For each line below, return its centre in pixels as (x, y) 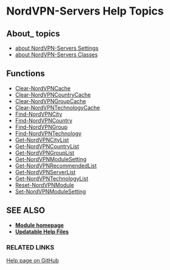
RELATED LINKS (30, 247)
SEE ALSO (26, 211)
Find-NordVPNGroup (41, 127)
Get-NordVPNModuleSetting (51, 159)
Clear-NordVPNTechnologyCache (57, 107)
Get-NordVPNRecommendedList (56, 166)
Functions (26, 74)
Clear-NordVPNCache (43, 88)
